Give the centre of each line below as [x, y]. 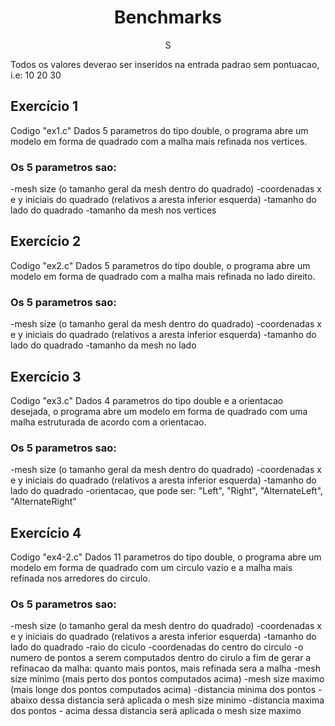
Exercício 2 [46, 241]
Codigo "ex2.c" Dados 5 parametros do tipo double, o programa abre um [160, 265]
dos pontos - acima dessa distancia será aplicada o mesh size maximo [156, 711]
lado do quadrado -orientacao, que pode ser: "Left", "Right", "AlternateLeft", [166, 491]
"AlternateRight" [43, 502]
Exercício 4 [46, 532]
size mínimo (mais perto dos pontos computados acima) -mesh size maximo [167, 679]
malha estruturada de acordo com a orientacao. [108, 422]
